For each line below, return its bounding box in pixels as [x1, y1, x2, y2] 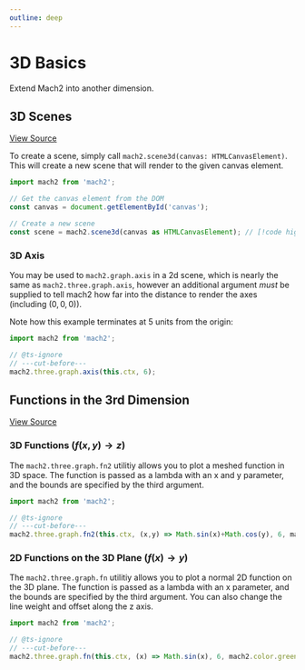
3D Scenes [9, 108, 73, 124]
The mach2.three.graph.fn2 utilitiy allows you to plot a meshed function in [9, 460, 285, 471]
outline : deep [9, 13, 64, 23]
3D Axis [9, 249, 45, 262]
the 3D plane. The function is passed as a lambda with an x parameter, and [9, 582, 290, 593]
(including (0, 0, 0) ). [9, 299, 83, 310]
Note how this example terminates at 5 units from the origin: [9, 316, 233, 327]
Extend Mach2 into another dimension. [9, 83, 154, 94]
